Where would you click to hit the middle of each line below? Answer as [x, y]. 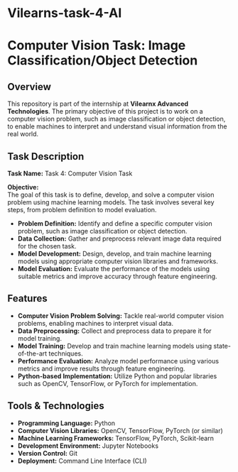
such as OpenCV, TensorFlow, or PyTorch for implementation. [108, 383]
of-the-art [32, 353]
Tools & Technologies [56, 406]
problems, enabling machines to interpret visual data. [96, 323]
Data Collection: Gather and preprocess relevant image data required [119, 238]
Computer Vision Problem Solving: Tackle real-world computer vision [121, 315]
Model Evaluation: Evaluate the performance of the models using [114, 269]
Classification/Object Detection [103, 61]
